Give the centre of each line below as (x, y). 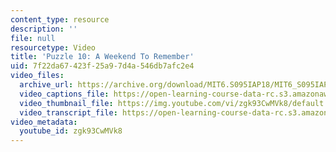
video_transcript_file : (68, 112)
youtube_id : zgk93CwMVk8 (71, 131)
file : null (33, 38)
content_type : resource (60, 19)
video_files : (37, 76)
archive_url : (46, 85)
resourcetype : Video (53, 47)
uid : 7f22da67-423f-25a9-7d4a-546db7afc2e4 (102, 66)
